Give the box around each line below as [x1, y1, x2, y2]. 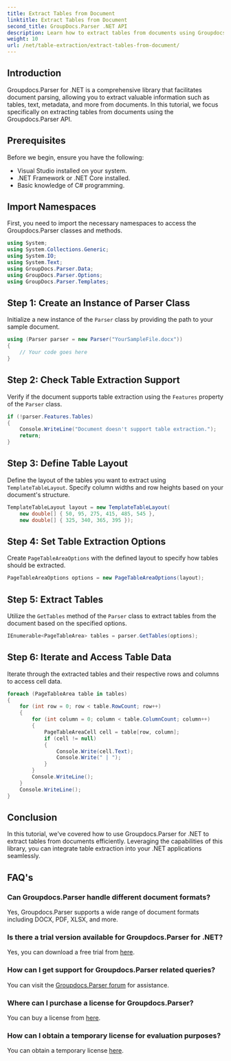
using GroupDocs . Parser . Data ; [7, 265, 94, 272]
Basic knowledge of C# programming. [16, 181, 125, 189]
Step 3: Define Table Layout [7, 458, 129, 470]
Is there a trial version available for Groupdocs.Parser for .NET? [7, 932, 223, 942]
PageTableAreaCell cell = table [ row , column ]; [43, 728, 180, 736]
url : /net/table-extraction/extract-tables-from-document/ [7, 42, 180, 49]
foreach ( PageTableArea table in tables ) [7, 690, 128, 697]
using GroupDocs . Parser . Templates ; [7, 278, 109, 285]
